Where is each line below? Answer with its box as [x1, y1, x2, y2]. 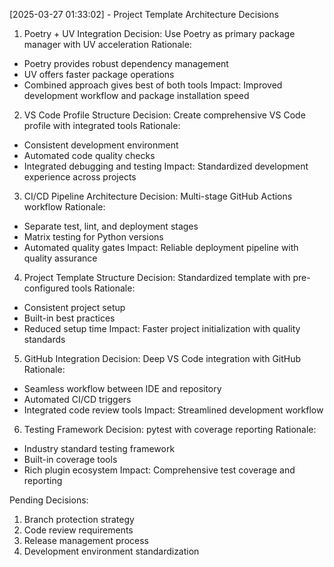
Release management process [23, 535, 149, 546]
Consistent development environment [23, 139, 179, 151]
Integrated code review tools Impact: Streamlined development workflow [23, 404, 324, 416]
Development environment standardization [23, 545, 200, 557]
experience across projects [23, 171, 137, 183]
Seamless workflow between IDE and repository [23, 383, 222, 394]
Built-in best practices [23, 312, 116, 324]
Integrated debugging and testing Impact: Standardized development [23, 160, 309, 172]
